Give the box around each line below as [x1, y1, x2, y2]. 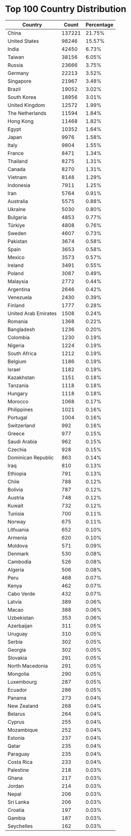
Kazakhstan [7, 374, 35, 381]
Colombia [7, 334, 30, 341]
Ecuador [7, 686, 27, 693]
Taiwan [7, 53, 25, 60]
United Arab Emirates [7, 310, 57, 316]
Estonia [7, 734, 25, 741]
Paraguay [7, 750, 30, 757]
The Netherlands [7, 109, 47, 116]
